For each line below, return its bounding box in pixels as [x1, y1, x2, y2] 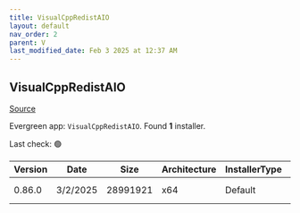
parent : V [9, 38, 46, 47]
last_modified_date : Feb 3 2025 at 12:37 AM [9, 47, 178, 55]
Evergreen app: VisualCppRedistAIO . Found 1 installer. [9, 120, 206, 131]
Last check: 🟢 [9, 138, 62, 149]
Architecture [161, 163, 217, 175]
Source [9, 103, 36, 114]
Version [13, 163, 48, 175]
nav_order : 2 [9, 30, 58, 38]
